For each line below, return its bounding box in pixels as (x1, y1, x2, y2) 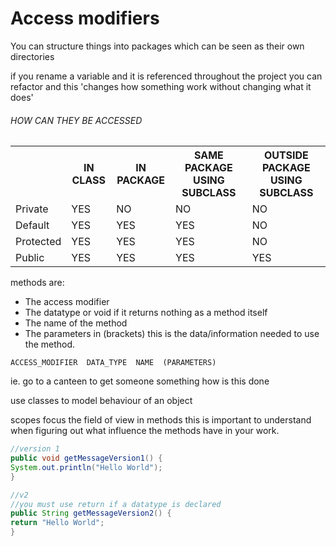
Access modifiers (10, 7, 160, 30)
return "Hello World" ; (10, 518, 105, 528)
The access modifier (24, 296, 110, 308)
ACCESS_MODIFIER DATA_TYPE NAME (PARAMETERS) (10, 358, 217, 368)
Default (15, 218, 50, 232)
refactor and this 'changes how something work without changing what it (10, 80, 312, 92)
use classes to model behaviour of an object (10, 395, 193, 407)
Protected (15, 235, 62, 249)
